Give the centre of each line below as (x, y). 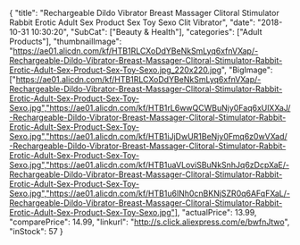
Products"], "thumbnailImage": (66, 41)
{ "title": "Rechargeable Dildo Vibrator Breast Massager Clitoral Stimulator (144, 13)
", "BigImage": (247, 70)
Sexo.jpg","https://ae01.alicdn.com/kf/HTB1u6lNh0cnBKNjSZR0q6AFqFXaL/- (150, 193)
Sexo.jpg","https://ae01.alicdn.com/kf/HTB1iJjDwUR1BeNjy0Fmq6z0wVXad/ (148, 136)
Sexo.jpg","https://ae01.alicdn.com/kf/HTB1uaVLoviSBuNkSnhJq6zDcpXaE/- (150, 165)
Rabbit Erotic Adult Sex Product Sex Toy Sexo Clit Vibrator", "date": (133, 22)
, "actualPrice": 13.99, (217, 212)
